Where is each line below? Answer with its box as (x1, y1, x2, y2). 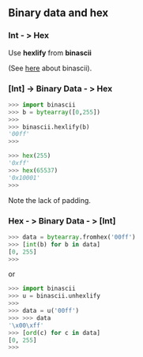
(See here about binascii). (8, 63, 92, 73)
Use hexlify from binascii (8, 47, 92, 58)
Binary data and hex (8, 6, 109, 20)
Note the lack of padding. (8, 195, 91, 205)
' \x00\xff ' (8, 321, 44, 329)
